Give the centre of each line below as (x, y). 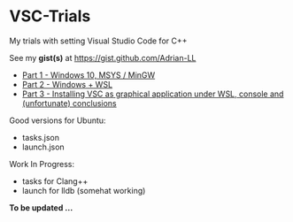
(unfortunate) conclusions (69, 103)
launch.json (43, 147)
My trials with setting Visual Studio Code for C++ (98, 41)
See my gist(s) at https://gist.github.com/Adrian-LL (103, 57)
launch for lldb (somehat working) (84, 190)
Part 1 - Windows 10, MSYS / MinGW (89, 75)
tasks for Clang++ (55, 181)
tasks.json (41, 137)
